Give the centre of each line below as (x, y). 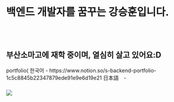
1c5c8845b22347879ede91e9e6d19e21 (54, 78)
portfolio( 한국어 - (27, 70)
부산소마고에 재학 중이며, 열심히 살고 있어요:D (84, 55)
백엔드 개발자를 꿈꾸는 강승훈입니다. (88, 12)
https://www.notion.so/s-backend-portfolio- (103, 70)
